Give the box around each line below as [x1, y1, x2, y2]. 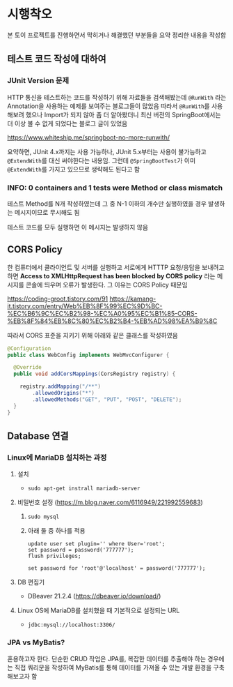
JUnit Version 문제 [7, 76, 70, 86]
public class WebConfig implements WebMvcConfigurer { [7, 352, 170, 358]
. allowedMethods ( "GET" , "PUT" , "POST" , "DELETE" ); [32, 395, 182, 403]
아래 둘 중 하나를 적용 [27, 527, 86, 535]
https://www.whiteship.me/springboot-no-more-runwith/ [7, 133, 170, 142]
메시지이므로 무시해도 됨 [14, 208, 80, 216]
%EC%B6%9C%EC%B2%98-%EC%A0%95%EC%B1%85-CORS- [7, 309, 198, 317]
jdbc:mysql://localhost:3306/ [27, 621, 116, 628]
